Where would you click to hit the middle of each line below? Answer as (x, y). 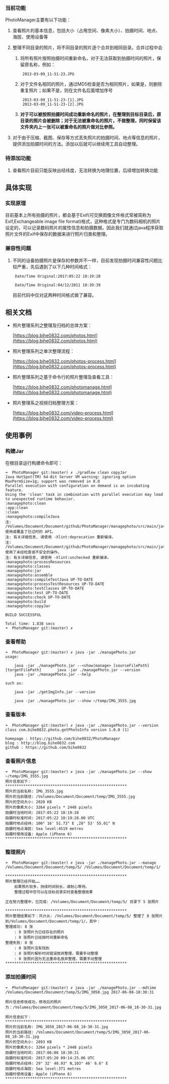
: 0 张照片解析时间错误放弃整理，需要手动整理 (56, 953)
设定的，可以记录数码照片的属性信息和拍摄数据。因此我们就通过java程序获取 (84, 228)
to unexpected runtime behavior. (40, 499)
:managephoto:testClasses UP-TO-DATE (45, 589)
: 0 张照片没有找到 (32, 948)
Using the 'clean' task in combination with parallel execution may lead (84, 495)
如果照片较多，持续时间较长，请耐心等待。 (52, 887)
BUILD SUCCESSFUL (23, 615)
